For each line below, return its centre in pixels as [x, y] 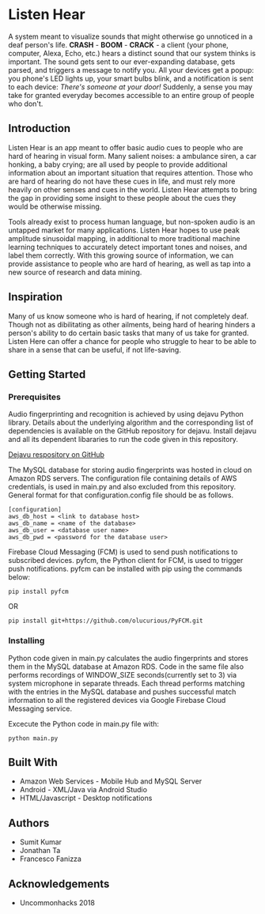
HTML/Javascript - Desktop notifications [86, 798]
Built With [33, 762]
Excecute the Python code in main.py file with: [84, 723]
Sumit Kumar [40, 842]
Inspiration [36, 297]
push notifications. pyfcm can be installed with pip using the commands [125, 569]
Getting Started [47, 374]
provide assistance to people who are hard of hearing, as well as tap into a [130, 263]
